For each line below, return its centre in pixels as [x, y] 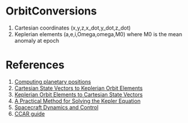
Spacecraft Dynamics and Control [56, 107]
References [35, 65]
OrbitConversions [51, 11]
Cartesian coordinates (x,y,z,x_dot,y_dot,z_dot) [72, 28]
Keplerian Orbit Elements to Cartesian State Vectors [78, 94]
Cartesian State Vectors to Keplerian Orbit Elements [78, 88]
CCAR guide [30, 113]
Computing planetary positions [53, 81]
